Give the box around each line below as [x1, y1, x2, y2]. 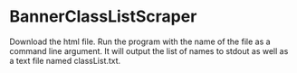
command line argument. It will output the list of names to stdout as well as [9, 45, 289, 56]
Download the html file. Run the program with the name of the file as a [9, 36, 271, 47]
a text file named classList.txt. [9, 55, 121, 66]
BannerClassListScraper [9, 6, 197, 27]
